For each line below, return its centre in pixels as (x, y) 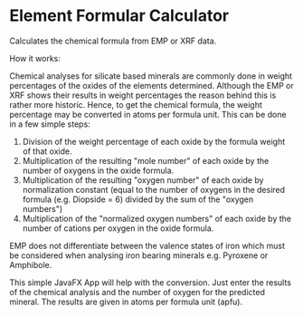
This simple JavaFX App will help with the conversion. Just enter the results (151, 282)
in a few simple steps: (50, 124)
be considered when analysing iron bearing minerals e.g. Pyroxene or (139, 255)
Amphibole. (31, 264)
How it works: (35, 58)
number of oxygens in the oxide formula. (98, 170)
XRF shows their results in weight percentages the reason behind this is (143, 95)
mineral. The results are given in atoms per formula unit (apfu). (126, 302)
